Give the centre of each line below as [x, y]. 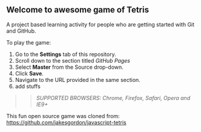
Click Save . [29, 73]
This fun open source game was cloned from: [63, 116]
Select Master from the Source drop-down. [69, 67]
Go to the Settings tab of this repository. [65, 54]
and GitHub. [21, 31]
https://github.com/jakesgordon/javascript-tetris [67, 122]
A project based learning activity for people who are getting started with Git [100, 24]
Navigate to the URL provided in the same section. [77, 80]
